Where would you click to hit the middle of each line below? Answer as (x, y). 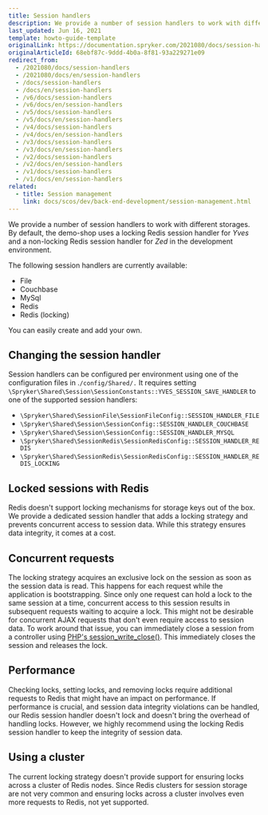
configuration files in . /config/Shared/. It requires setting (102, 383)
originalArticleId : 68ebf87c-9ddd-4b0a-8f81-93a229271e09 (106, 53)
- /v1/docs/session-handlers (64, 172)
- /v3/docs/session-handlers (64, 142)
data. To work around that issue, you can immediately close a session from (131, 628)
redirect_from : (33, 61)
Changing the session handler (85, 355)
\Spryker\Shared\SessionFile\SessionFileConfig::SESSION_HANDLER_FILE (140, 416)
